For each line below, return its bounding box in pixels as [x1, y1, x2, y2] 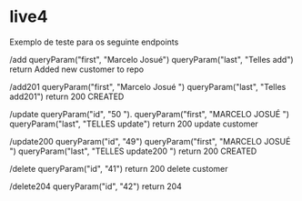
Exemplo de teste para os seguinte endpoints [9, 36, 179, 47]
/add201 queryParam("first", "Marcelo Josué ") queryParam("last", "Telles [9, 81, 287, 92]
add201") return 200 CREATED [9, 91, 125, 102]
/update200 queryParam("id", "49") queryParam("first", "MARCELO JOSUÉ [9, 136, 291, 146]
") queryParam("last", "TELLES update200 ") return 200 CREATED [9, 146, 257, 156]
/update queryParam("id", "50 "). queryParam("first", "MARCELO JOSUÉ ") [9, 108, 289, 119]
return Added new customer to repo [9, 64, 144, 75]
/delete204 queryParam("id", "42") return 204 [9, 180, 182, 192]
